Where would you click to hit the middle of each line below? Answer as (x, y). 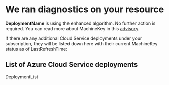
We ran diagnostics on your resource (85, 9)
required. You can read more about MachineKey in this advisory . (72, 28)
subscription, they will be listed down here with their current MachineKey (81, 43)
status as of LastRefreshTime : (36, 49)
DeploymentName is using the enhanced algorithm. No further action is (80, 23)
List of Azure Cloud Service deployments (72, 65)
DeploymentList (22, 77)
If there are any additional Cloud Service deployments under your (74, 38)
